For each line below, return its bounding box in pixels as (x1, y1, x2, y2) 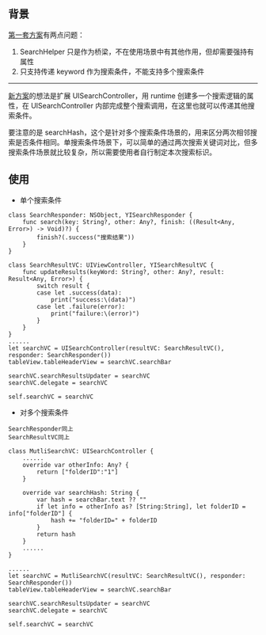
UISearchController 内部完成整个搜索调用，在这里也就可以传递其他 (30, 101, 248, 110)
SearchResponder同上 (8, 424, 74, 433)
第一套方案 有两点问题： (8, 30, 85, 40)
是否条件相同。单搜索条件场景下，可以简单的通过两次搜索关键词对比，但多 (14, 137, 258, 146)
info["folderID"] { (8, 509, 73, 517)
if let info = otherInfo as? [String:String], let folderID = (36, 502, 246, 511)
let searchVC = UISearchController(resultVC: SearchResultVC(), (8, 344, 225, 352)
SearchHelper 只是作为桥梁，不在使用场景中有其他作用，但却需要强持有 (19, 47, 255, 56)
